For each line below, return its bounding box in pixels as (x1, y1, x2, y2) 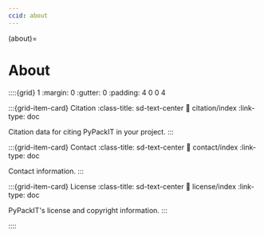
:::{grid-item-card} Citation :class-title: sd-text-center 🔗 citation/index (8, 103, 237, 112)
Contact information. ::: (8, 166, 85, 176)
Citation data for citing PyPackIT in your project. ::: (8, 126, 174, 136)
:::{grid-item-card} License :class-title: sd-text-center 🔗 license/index (8, 181, 237, 191)
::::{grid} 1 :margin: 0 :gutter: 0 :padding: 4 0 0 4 (8, 87, 166, 97)
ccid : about (8, 11, 48, 20)
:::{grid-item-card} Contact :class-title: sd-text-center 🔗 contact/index (8, 142, 238, 152)
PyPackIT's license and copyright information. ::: (8, 205, 167, 215)
